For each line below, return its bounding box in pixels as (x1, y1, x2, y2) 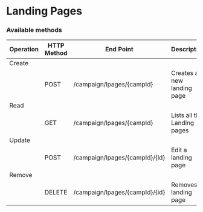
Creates (171, 69, 194, 77)
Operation (9, 45, 39, 54)
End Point (105, 45, 134, 54)
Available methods (6, 26, 62, 34)
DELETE (44, 188, 68, 197)
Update (9, 136, 30, 144)
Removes (171, 181, 198, 189)
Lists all (171, 111, 193, 120)
